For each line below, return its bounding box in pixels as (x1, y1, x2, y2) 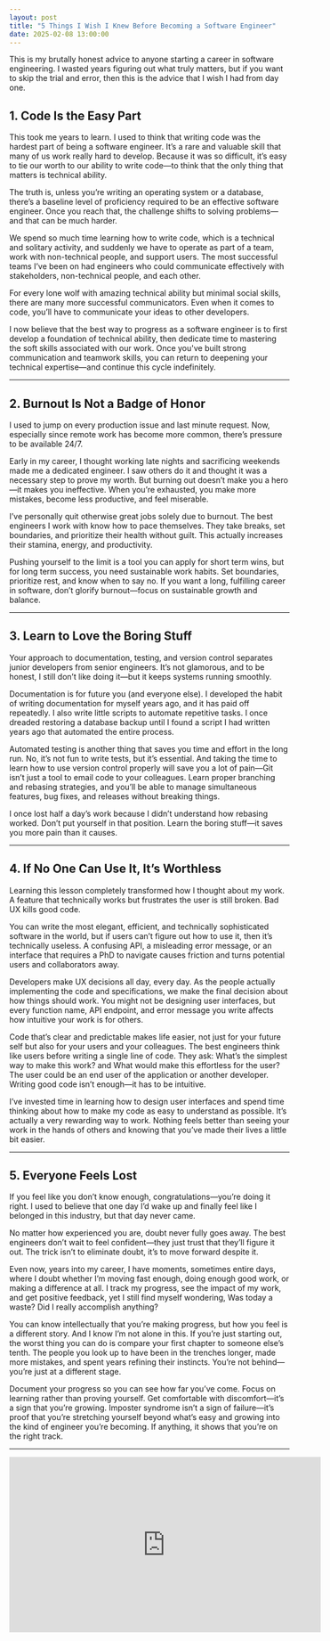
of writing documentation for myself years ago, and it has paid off (9, 698, 250, 708)
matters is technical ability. (9, 170, 108, 181)
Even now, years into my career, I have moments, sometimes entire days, (9, 1264, 277, 1275)
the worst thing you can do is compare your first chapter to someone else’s (9, 1338, 285, 1349)
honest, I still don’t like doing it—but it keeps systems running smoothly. (9, 671, 272, 682)
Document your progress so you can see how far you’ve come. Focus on (9, 1384, 276, 1394)
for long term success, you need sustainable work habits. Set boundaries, (9, 567, 279, 576)
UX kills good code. (9, 903, 82, 914)
